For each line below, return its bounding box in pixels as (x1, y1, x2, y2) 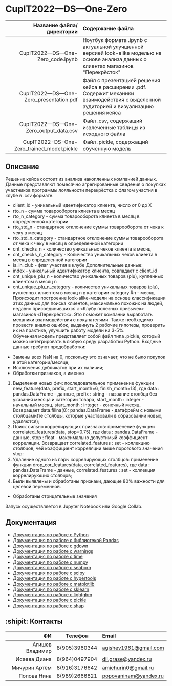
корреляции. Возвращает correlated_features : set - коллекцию (12, 440, 150, 446)
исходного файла (82, 130, 126, 137)
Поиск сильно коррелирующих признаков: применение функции (12, 423, 155, 429)
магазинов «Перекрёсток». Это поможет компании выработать (12, 311, 153, 317)
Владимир (26, 648, 52, 655)
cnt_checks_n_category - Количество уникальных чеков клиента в (12, 251, 158, 257)
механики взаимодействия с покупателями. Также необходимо (12, 316, 153, 323)
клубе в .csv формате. (5, 192, 54, 198)
